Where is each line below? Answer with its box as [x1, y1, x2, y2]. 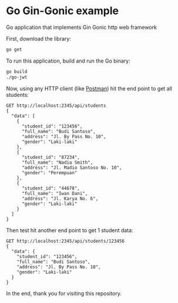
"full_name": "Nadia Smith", [21, 159, 93, 165]
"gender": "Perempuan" [21, 170, 78, 175]
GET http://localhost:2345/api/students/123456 [6, 238, 125, 244]
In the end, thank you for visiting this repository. [6, 289, 122, 297]
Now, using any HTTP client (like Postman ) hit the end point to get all [6, 84, 172, 92]
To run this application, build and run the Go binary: [6, 57, 130, 64]
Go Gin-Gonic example [6, 4, 119, 18]
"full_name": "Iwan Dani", [21, 190, 88, 196]
